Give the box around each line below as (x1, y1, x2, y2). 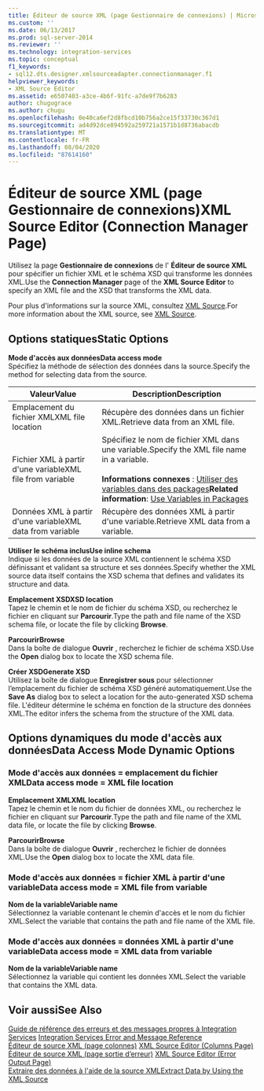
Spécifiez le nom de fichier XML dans (101, 435, 240, 445)
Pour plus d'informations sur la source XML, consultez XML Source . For (8, 301, 238, 311)
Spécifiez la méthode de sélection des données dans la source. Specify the (8, 361, 251, 371)
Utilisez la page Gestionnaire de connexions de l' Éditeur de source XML (8, 261, 247, 270)
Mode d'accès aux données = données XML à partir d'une (8, 936, 234, 947)
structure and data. (8, 579, 71, 589)
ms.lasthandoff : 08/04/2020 (8, 143, 101, 151)
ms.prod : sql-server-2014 (8, 33, 93, 42)
